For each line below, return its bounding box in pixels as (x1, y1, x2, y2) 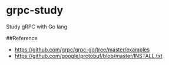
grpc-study (6, 4, 64, 17)
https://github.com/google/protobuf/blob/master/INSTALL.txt (14, 52, 163, 59)
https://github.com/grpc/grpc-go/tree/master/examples (14, 45, 150, 53)
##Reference (6, 34, 38, 41)
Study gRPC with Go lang (6, 23, 68, 30)
